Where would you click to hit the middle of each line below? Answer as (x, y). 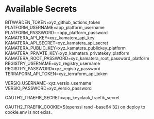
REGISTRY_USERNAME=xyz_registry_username (53, 63)
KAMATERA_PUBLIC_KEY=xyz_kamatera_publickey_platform (66, 48)
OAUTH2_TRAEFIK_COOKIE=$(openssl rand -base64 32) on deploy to (75, 107)
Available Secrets (41, 9)
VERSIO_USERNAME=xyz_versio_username (48, 83)
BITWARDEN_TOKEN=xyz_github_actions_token (53, 22)
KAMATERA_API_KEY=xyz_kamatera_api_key (50, 38)
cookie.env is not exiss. (28, 112)
